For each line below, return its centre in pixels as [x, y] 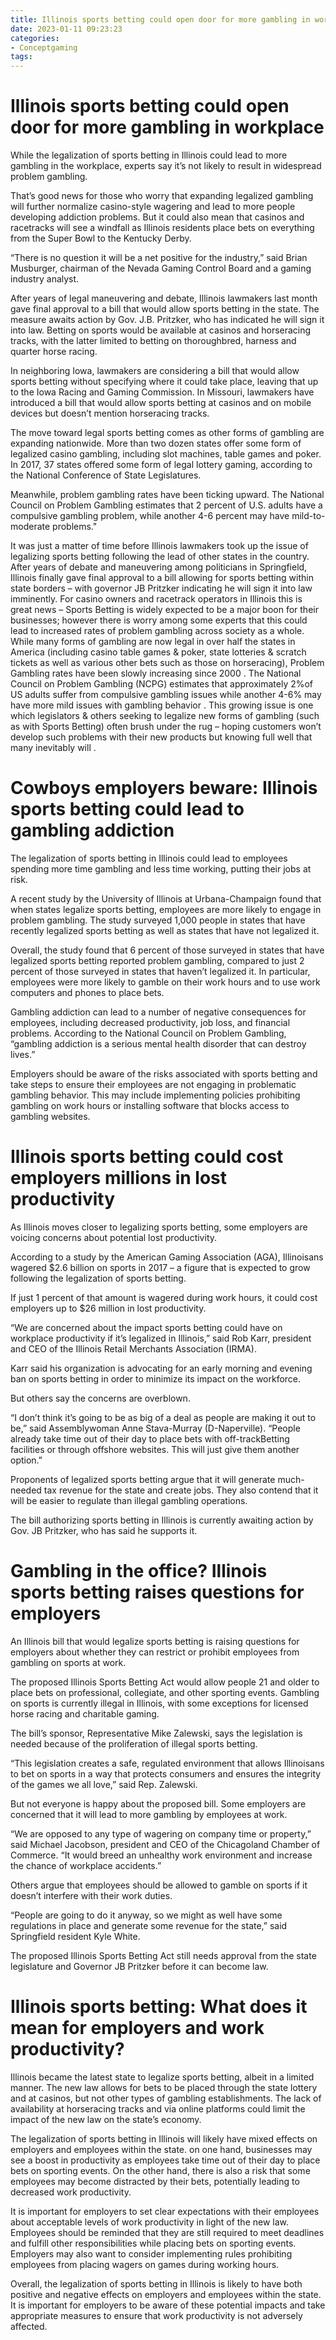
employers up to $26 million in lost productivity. [108, 1308]
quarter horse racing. [54, 352]
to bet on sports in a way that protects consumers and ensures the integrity [166, 1773]
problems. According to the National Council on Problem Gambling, [148, 1033]
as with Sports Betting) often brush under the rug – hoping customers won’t [166, 727]
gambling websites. [50, 1116]
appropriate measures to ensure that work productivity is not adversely [156, 2315]
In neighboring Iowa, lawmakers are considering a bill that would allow [155, 371]
